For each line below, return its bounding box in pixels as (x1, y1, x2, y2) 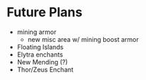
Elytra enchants (16, 50, 63, 59)
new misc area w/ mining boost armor (27, 35, 140, 43)
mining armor (16, 28, 57, 36)
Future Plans (6, 4, 83, 21)
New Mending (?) (16, 57, 68, 66)
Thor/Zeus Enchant (16, 65, 74, 74)
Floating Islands (16, 42, 64, 51)
